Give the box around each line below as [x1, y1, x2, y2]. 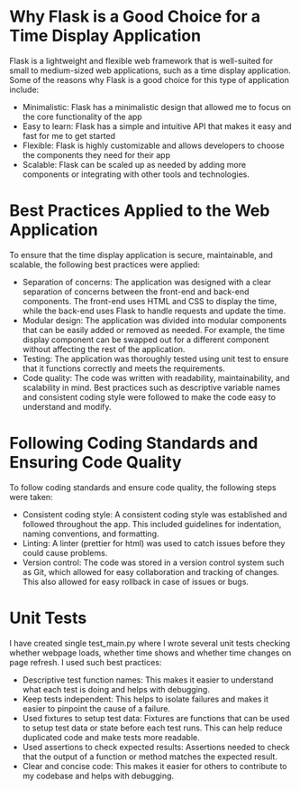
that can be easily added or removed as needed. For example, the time [22, 324, 286, 335]
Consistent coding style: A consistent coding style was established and [22, 508, 287, 520]
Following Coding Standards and [9, 433, 259, 453]
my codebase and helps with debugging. [22, 770, 174, 781]
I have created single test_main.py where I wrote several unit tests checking [9, 637, 291, 648]
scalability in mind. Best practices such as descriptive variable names [22, 382, 281, 393]
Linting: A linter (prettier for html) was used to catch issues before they [22, 537, 286, 548]
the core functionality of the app [22, 111, 142, 122]
